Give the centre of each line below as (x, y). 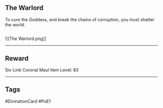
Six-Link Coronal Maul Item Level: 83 (42, 70)
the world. (15, 25)
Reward (17, 58)
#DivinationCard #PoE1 (28, 101)
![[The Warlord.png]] (26, 39)
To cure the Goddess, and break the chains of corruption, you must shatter (80, 19)
